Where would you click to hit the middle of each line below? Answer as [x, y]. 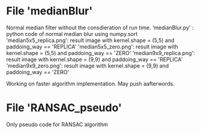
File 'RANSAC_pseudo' [64, 108]
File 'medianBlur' [49, 11]
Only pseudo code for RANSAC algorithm [57, 124]
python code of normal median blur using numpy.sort [72, 33]
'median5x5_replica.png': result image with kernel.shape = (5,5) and [91, 40]
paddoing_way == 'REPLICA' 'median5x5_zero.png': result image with [92, 47]
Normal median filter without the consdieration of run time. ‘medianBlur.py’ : [100, 28]
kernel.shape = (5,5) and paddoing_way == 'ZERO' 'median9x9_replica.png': [100, 53]
